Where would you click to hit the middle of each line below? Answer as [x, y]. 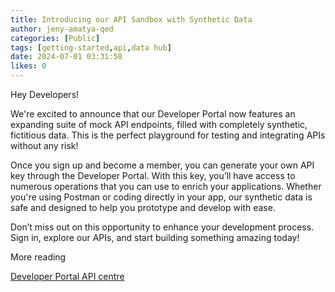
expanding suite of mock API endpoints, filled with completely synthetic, [159, 124]
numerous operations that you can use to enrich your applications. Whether [166, 186]
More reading [38, 257]
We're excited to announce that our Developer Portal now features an [153, 114]
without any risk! [44, 145]
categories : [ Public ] [55, 38]
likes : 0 [28, 66]
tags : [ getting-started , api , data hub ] [91, 47]
